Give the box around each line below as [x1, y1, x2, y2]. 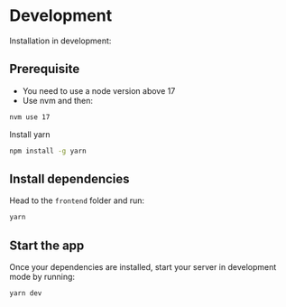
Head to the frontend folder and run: [9, 195, 145, 206]
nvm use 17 [9, 112, 51, 122]
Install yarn [9, 128, 51, 140]
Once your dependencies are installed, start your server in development [9, 262, 277, 272]
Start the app [9, 237, 85, 253]
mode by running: [9, 272, 75, 282]
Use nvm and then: [22, 95, 93, 106]
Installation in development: [9, 35, 112, 46]
